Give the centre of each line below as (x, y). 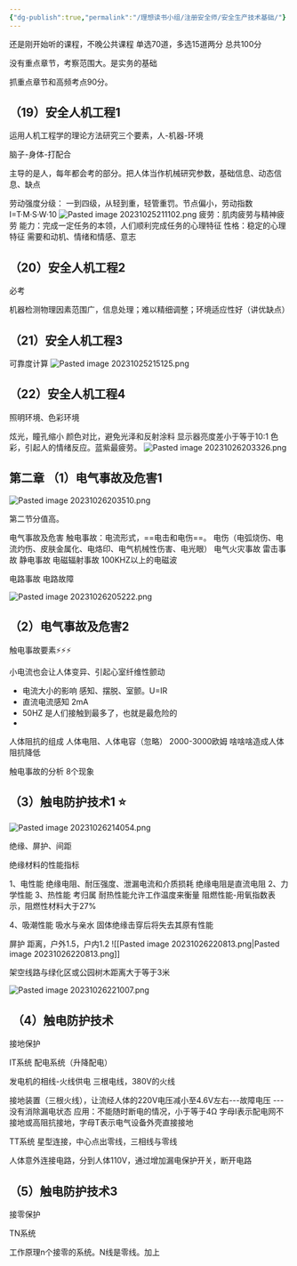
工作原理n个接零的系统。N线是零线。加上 (84, 1252)
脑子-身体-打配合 (40, 154)
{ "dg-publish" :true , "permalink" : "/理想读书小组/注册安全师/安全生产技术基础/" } (148, 17)
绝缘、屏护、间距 (40, 846)
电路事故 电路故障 (41, 579)
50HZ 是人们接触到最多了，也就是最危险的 (100, 712)
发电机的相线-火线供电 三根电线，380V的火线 (92, 1082)
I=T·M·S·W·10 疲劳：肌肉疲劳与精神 (143, 215)
